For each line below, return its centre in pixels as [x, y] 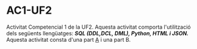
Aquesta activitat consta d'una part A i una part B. [68, 39]
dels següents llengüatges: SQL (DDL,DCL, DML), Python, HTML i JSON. [98, 33]
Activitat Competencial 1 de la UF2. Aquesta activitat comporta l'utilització [98, 27]
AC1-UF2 [29, 10]
